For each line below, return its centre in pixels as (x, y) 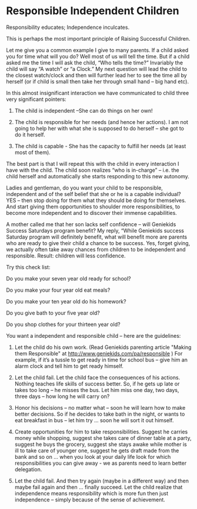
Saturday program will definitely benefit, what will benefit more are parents (97, 237)
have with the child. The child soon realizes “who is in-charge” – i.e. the (93, 170)
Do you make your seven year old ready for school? (69, 278)
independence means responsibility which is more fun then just (91, 493)
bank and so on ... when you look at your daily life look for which (93, 456)
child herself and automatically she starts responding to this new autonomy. (98, 176)
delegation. (28, 469)
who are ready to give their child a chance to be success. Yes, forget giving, (98, 243)
